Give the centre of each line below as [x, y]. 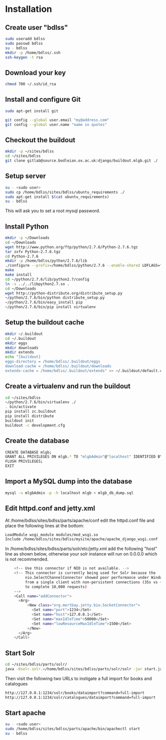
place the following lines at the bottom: [45, 525]
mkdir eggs [16, 343]
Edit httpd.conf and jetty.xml [50, 509]
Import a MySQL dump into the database [69, 481]
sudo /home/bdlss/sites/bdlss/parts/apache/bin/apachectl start [73, 729]
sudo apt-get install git [32, 111]
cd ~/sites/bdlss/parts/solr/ [36, 665]
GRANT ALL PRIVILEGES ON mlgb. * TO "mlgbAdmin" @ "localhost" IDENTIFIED [80, 457]
